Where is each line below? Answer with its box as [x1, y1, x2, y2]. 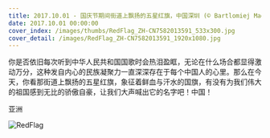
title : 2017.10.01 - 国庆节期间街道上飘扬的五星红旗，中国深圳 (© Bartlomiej [8, 11, 251, 20]
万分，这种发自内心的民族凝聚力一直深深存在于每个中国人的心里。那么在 [14, 67, 255, 77]
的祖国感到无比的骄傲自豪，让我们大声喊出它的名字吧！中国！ [8, 87, 213, 97]
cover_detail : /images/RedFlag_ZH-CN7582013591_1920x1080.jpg [8, 34, 221, 43]
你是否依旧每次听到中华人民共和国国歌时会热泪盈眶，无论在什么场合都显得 [8, 57, 255, 67]
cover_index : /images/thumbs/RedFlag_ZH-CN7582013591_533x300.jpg [8, 26, 235, 34]
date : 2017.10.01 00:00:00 [8, 19, 99, 27]
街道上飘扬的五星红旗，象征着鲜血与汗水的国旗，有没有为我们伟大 [43, 77, 262, 87]
